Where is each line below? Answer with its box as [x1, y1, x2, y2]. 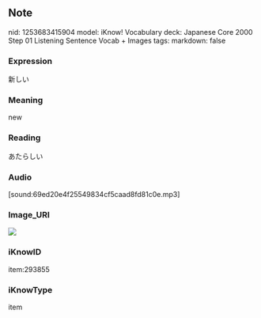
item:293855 [8, 264, 50, 274]
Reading [8, 132, 41, 143]
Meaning [8, 95, 43, 106]
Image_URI [8, 209, 50, 220]
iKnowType [8, 284, 53, 295]
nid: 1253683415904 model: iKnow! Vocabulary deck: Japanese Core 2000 [8, 27, 253, 36]
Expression [8, 55, 53, 66]
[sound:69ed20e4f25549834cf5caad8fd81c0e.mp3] [8, 190, 180, 199]
